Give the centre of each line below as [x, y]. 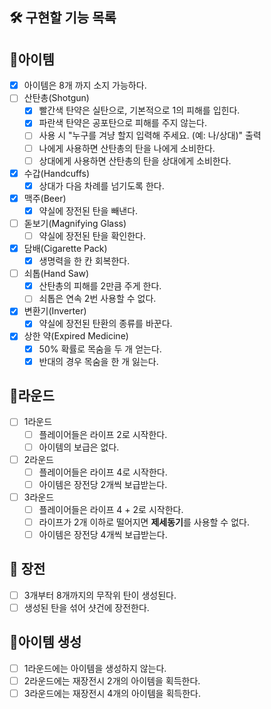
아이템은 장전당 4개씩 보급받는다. [103, 535]
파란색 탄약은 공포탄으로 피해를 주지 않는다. [123, 123]
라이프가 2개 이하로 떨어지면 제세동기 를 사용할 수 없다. [144, 522]
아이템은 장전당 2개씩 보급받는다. [103, 484]
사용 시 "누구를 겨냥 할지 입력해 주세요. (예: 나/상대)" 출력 [150, 135]
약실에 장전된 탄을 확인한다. [92, 235]
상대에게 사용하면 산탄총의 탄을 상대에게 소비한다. [135, 160]
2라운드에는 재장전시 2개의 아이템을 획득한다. [112, 680]
